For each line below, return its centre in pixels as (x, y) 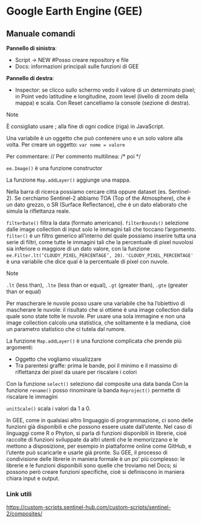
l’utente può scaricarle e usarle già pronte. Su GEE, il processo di (87, 453)
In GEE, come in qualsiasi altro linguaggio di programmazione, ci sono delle (100, 420)
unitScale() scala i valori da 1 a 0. (49, 408)
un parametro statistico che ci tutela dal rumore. (66, 329)
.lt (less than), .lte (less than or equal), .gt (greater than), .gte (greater (97, 285)
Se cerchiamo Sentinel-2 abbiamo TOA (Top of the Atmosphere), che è (103, 198)
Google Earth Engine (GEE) (75, 11)
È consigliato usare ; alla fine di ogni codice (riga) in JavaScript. (86, 126)
